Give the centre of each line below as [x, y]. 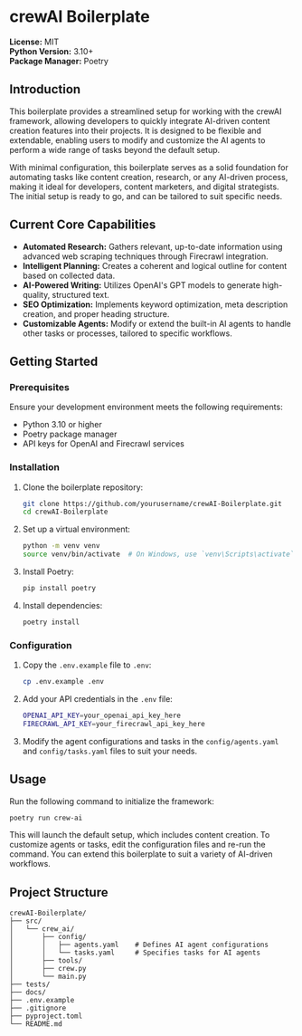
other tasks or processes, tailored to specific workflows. [127, 333]
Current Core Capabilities [83, 225]
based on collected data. [69, 275]
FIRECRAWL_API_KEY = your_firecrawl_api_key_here [113, 724]
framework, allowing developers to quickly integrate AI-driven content [140, 120]
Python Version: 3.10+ [52, 51]
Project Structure [59, 892]
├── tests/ [30, 984]
